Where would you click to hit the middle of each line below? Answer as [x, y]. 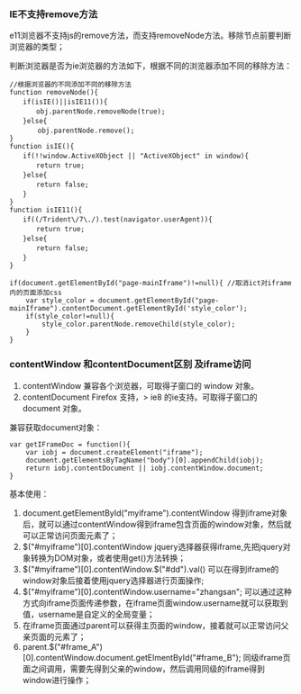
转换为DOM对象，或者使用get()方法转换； [108, 558]
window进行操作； [57, 680]
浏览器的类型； [37, 47]
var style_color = [60, 301]
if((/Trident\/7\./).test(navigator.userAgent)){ [118, 220]
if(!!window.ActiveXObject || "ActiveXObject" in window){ [136, 156]
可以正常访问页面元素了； [70, 535]
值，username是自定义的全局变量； [88, 614]
